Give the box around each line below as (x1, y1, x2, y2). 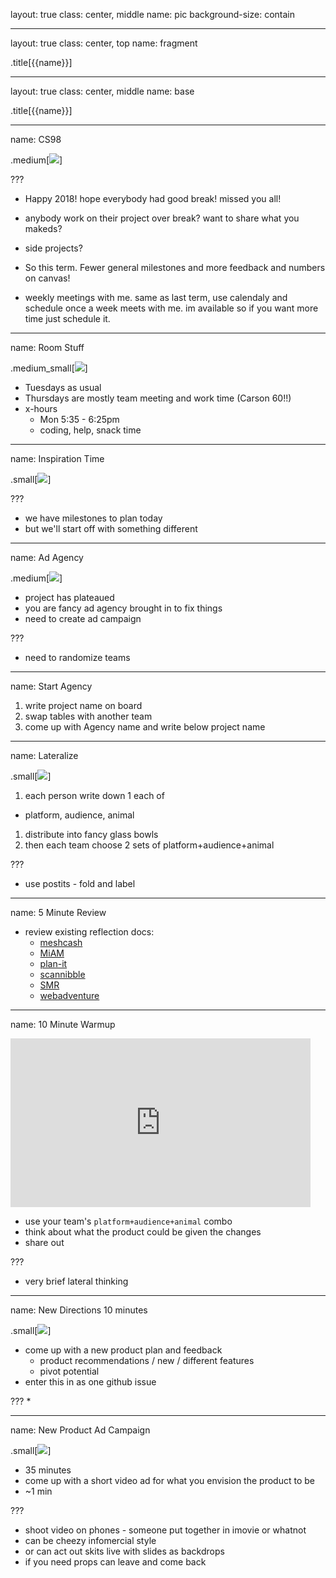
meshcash (39, 937, 83, 948)
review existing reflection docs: (24, 926, 155, 938)
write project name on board (24, 700, 143, 711)
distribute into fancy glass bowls (24, 829, 159, 840)
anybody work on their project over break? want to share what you (24, 212, 300, 224)
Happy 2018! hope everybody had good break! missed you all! (24, 193, 282, 204)
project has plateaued (24, 592, 115, 603)
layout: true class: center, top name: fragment (10, 37, 198, 49)
